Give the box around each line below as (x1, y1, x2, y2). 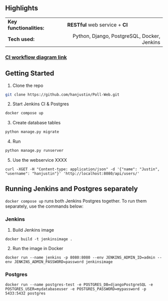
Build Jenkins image (12, 227, 54, 233)
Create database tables (12, 120, 61, 126)
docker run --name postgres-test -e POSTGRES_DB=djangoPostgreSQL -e (5, 282, 153, 288)
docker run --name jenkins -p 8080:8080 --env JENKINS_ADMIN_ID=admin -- (5, 255, 162, 260)
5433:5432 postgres (5, 291, 46, 296)
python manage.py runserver (5, 148, 64, 153)
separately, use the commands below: (5, 203, 83, 209)
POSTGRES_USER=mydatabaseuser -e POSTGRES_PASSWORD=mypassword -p (5, 287, 146, 292)
